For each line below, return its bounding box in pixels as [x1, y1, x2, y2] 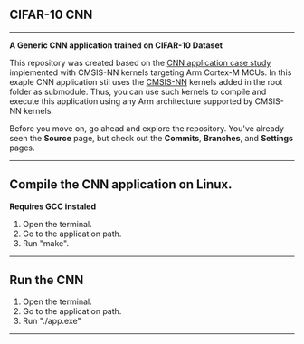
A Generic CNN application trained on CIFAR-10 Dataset [9, 40, 223, 51]
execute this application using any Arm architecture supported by [9, 95, 253, 107]
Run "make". [22, 237, 70, 248]
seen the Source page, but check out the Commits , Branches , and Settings [9, 132, 294, 143]
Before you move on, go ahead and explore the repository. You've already [9, 122, 285, 134]
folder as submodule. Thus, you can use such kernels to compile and [9, 86, 267, 97]
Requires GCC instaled [9, 201, 97, 212]
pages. [9, 142, 35, 153]
